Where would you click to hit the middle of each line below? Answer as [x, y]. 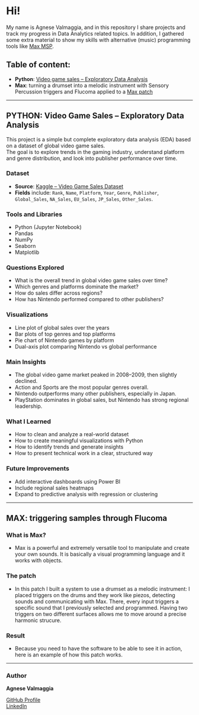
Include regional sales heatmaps [54, 488]
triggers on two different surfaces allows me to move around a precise [100, 614]
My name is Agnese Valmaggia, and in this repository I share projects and [96, 27]
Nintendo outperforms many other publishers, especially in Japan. [95, 394]
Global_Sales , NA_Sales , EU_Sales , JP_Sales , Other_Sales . [84, 199]
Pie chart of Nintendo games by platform [64, 340]
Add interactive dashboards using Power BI [67, 481]
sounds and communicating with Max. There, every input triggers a [97, 601]
